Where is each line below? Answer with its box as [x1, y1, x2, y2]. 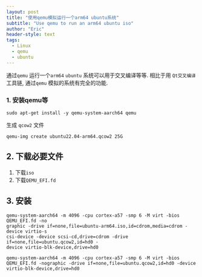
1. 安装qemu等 [6, 95, 48, 104]
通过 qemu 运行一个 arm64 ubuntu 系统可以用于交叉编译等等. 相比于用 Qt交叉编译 [6, 71, 197, 79]
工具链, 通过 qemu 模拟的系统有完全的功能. [6, 79, 108, 86]
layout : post [6, 9, 39, 15]
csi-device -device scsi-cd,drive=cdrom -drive [6, 233, 129, 240]
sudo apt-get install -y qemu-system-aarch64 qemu [6, 110, 137, 116]
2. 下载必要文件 [6, 151, 64, 162]
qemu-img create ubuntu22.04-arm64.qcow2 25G [6, 133, 123, 140]
